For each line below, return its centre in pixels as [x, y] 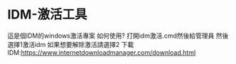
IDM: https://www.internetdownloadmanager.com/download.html [102, 52]
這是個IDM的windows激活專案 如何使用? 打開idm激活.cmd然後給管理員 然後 [118, 36]
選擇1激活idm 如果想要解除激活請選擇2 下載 [71, 44]
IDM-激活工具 [47, 15]
